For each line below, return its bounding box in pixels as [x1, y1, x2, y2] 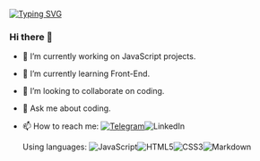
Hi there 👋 [9, 30, 54, 43]
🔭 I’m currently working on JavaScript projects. [22, 51, 196, 62]
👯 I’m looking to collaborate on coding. [22, 86, 165, 97]
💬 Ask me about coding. [22, 103, 111, 114]
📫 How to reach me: [22, 121, 100, 131]
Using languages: [22, 141, 88, 152]
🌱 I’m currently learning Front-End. [22, 68, 151, 80]
